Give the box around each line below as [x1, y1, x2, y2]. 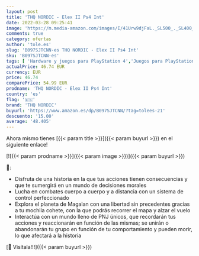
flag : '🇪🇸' [6, 96, 36, 102]
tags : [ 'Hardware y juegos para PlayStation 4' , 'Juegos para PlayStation [6, 58, 195, 64]
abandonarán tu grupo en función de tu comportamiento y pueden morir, [14, 226, 192, 233]
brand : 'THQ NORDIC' [6, 102, 57, 108]
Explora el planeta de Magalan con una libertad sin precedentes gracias [14, 200, 190, 208]
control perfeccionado [14, 195, 69, 202]
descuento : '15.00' [6, 113, 54, 119]
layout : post [6, 8, 38, 15]
